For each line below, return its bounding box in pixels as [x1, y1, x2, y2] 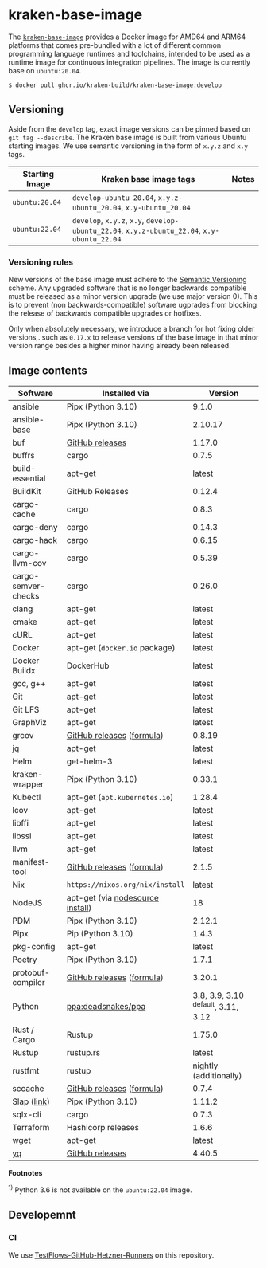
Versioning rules [8, 257, 74, 268]
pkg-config [12, 940, 56, 952]
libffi [12, 817, 29, 828]
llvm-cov [12, 557, 47, 568]
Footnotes [8, 1168, 43, 1178]
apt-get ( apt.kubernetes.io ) [66, 791, 174, 803]
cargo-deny [12, 521, 58, 532]
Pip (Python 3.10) [66, 928, 133, 939]
